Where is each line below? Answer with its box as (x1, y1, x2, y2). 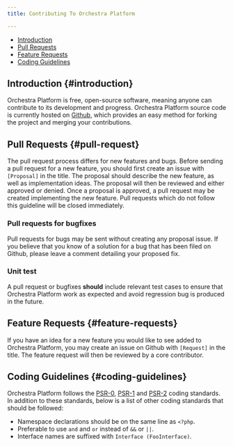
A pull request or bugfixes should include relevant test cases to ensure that (7, 282, 223, 291)
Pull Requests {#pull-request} (7, 138, 140, 150)
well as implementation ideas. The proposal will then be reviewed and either (7, 179, 225, 188)
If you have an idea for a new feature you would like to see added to (7, 335, 202, 344)
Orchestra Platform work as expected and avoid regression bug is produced (7, 289, 225, 298)
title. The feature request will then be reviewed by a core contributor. (7, 351, 204, 359)
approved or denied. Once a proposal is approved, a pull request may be (7, 186, 215, 195)
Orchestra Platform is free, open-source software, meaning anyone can (7, 96, 212, 104)
